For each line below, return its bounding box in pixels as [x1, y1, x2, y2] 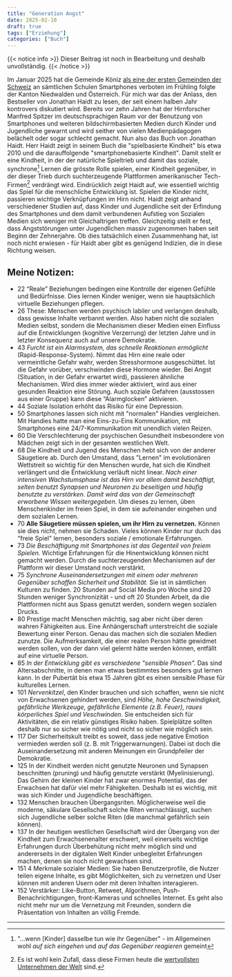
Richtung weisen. [7, 246, 57, 255]
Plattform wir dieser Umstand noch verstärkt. [17, 563, 146, 572]
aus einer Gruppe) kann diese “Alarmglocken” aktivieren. [17, 395, 179, 403]
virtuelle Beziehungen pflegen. [17, 300, 105, 308]
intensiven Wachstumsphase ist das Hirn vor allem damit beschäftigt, [17, 476, 215, 484]
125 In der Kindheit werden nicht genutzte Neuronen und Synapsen [17, 762, 209, 770]
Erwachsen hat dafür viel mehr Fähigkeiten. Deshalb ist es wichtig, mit [17, 784, 217, 792]
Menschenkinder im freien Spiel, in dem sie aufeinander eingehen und [17, 505, 217, 513]
